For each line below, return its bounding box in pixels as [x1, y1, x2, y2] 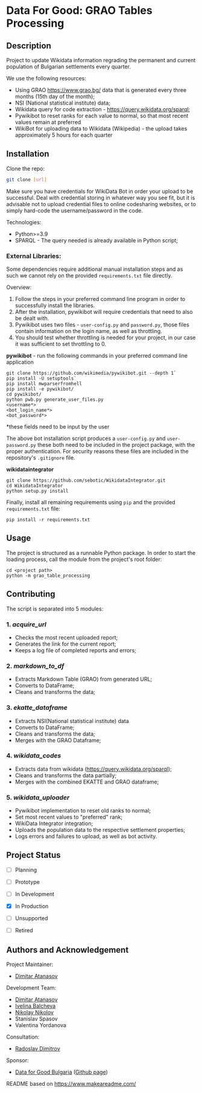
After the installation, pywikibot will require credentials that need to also [14, 308, 193, 315]
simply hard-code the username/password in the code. [6, 207, 144, 214]
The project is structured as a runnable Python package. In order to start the [6, 549, 196, 556]
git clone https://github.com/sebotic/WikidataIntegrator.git [6, 477, 166, 484]
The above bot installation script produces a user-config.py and [6, 435, 166, 442]
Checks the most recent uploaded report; [14, 634, 118, 641]
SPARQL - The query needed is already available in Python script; [14, 236, 178, 244]
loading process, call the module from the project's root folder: [6, 556, 162, 563]
